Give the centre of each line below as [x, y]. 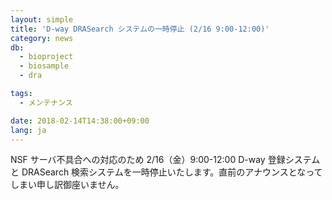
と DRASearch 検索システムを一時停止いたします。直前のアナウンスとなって [166, 172]
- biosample [44, 66]
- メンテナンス [46, 102]
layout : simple [42, 19]
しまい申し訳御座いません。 [67, 185]
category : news [42, 38]
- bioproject [46, 57]
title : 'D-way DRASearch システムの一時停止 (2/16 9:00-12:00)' [140, 29]
